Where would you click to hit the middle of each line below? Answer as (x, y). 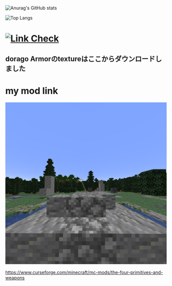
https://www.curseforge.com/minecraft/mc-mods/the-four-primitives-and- (84, 272)
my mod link (32, 91)
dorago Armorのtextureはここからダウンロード (80, 59)
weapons (15, 278)
